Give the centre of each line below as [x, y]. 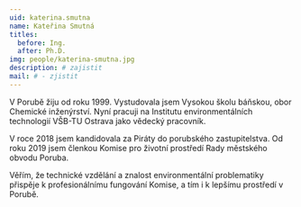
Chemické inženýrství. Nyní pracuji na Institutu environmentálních [131, 111]
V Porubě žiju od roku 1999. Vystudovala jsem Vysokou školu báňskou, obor [150, 102]
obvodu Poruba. [39, 157]
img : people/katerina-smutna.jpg [72, 59]
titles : [24, 34]
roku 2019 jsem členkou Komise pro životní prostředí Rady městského [138, 148]
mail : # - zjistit [44, 76]
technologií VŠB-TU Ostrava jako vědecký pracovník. [108, 121]
